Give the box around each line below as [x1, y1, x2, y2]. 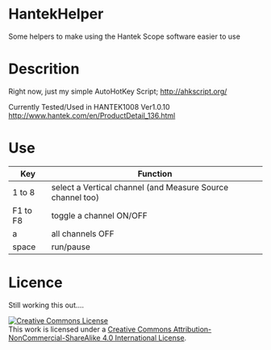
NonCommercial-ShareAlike [8, 332, 101, 343]
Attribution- [173, 324, 212, 334]
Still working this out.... [8, 300, 85, 310]
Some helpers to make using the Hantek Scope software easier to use [8, 31, 240, 41]
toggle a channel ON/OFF [51, 210, 148, 221]
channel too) [51, 191, 99, 202]
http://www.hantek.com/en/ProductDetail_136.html [8, 110, 176, 120]
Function [137, 168, 173, 179]
